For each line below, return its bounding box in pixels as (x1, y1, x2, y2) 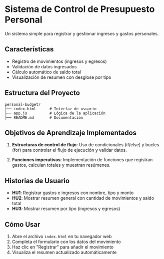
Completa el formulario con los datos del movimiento (11, 239, 121, 245)
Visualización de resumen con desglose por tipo (11, 74, 111, 80)
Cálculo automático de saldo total (11, 69, 81, 75)
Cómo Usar (4, 220, 40, 229)
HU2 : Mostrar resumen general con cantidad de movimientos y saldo (11, 195, 154, 201)
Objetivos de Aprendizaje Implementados (4, 128, 137, 137)
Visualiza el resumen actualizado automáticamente (11, 250, 117, 255)
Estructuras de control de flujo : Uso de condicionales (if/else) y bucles (11, 142, 159, 148)
